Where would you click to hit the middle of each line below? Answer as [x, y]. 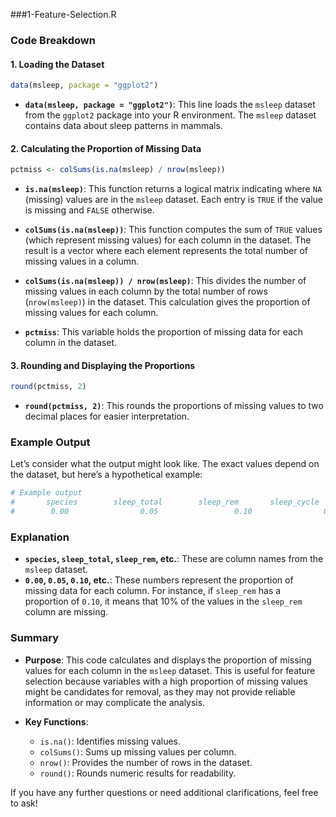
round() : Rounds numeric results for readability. [138, 773]
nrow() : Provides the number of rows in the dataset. [146, 762]
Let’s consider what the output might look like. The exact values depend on [165, 464]
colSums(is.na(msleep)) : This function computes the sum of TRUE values [173, 230]
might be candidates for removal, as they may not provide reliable [160, 691]
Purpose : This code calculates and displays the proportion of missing [168, 660]
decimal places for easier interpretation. [107, 416]
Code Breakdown [53, 40]
